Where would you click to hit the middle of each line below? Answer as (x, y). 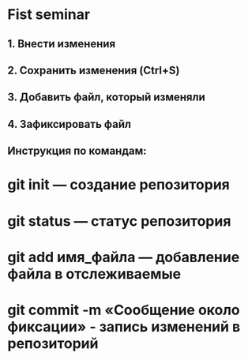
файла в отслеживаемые (94, 274)
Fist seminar (49, 15)
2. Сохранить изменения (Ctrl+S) (94, 70)
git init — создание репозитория (119, 185)
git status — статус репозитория (119, 221)
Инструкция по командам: (77, 151)
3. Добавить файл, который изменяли (107, 97)
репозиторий (53, 343)
